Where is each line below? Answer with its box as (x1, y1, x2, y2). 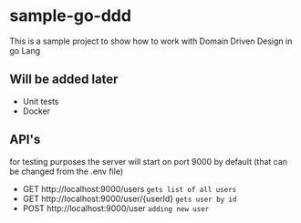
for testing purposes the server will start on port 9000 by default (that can (9, 156, 288, 167)
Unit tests (22, 96, 59, 106)
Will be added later (9, 72, 119, 87)
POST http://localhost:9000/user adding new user (22, 202, 210, 214)
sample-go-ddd (9, 5, 132, 26)
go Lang (9, 45, 41, 56)
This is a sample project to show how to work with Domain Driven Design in (9, 35, 293, 46)
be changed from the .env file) (9, 166, 124, 177)
